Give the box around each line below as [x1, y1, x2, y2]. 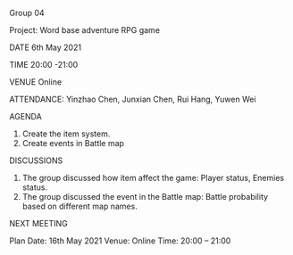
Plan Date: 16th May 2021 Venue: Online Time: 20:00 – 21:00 [9, 235, 231, 246]
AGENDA [9, 111, 42, 121]
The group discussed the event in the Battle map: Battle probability [21, 192, 269, 202]
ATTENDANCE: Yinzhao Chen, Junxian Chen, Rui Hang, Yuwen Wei [9, 94, 256, 104]
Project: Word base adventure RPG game [9, 25, 161, 35]
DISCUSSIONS [9, 155, 63, 166]
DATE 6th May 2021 [9, 42, 82, 53]
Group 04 [9, 8, 45, 18]
